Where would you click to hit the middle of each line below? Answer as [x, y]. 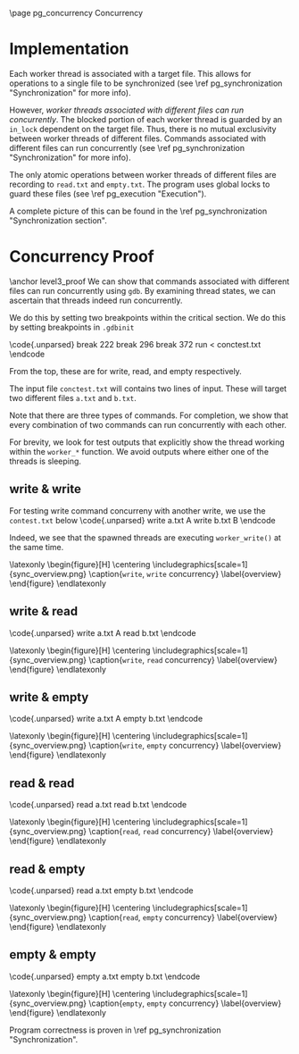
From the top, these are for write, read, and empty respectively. [126, 371]
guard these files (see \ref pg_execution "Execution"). [108, 193]
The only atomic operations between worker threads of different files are [143, 174]
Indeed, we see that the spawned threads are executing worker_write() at [145, 537]
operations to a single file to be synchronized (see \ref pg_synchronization [146, 83]
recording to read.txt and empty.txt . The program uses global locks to [140, 184]
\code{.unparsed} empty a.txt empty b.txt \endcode [105, 976]
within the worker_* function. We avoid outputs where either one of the [139, 451]
